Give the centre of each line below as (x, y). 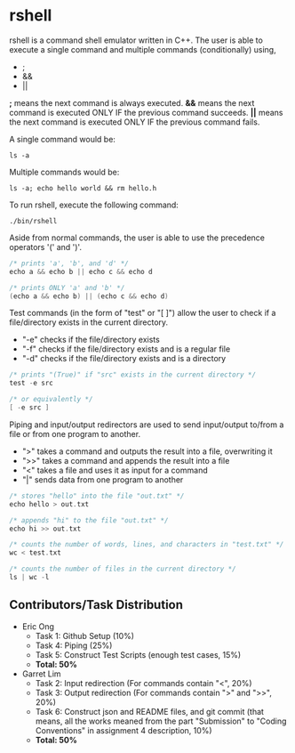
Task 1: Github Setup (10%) (85, 636)
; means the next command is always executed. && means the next (132, 102)
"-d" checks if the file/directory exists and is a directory (124, 359)
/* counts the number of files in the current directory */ (123, 569)
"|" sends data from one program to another (103, 479)
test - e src (31, 384)
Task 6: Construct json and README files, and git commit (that (150, 711)
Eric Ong (38, 626)
